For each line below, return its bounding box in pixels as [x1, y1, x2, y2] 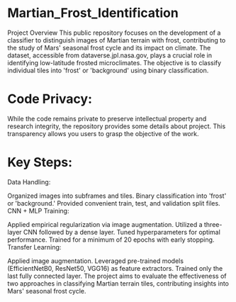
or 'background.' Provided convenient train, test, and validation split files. [7, 198, 221, 207]
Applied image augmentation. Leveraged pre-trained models [7, 257, 184, 265]
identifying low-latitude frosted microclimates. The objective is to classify [7, 58, 222, 67]
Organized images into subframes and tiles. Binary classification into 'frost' [7, 191, 227, 200]
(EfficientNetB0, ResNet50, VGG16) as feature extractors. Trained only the [7, 264, 223, 272]
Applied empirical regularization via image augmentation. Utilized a [7, 220, 203, 228]
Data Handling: [7, 177, 51, 186]
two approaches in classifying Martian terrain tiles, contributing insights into [7, 279, 229, 288]
